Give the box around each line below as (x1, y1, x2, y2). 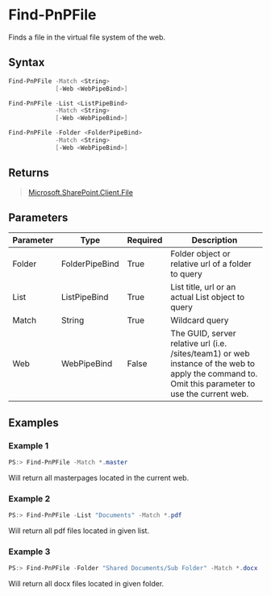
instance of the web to (170, 358, 256, 369)
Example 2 (8, 493, 51, 504)
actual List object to (170, 292, 245, 303)
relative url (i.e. (170, 338, 227, 349)
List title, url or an (170, 281, 236, 293)
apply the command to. (170, 369, 258, 380)
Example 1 (8, 440, 49, 451)
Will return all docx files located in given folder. (8, 579, 165, 589)
